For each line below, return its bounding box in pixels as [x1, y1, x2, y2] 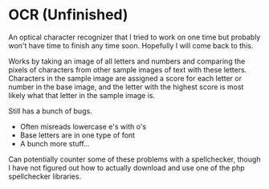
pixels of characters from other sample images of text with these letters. [8, 64, 247, 74]
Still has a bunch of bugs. [8, 106, 92, 116]
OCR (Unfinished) [8, 6, 128, 24]
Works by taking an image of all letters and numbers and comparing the [8, 56, 246, 66]
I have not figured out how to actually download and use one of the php [8, 162, 245, 172]
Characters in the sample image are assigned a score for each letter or [8, 73, 243, 83]
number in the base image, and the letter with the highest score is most [8, 82, 244, 92]
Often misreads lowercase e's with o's [19, 121, 147, 131]
